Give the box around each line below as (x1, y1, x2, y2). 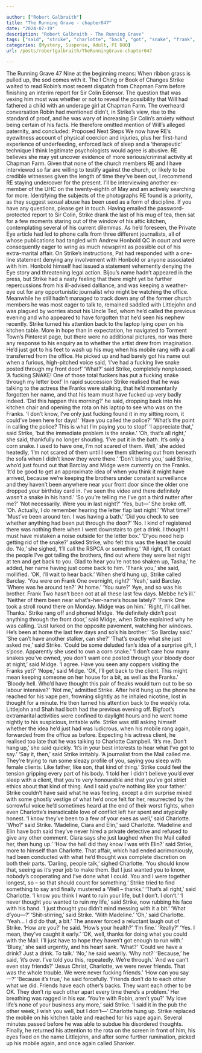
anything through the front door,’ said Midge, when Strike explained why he (6, 615, 194, 623)
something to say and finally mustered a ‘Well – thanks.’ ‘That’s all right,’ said (6, 885, 196, 892)
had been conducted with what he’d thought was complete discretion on (6, 853, 186, 860)
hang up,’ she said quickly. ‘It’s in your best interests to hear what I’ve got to (6, 744, 195, 751)
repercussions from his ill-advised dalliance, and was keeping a (6, 282, 165, 289)
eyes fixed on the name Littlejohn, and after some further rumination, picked (6, 1033, 195, 1040)
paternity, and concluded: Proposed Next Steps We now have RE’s (6, 128, 171, 135)
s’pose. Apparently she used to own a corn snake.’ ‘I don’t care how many (6, 647, 190, 655)
